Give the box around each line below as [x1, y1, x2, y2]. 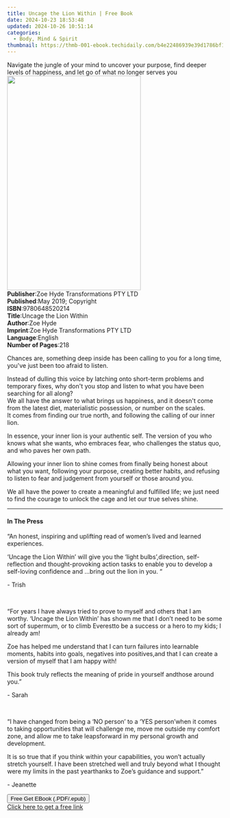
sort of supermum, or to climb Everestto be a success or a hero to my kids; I [7, 622, 221, 630]
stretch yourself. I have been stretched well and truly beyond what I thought [7, 760, 220, 769]
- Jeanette [7, 780, 37, 789]
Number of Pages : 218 [7, 341, 70, 349]
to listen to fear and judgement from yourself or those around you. [7, 474, 194, 482]
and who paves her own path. [7, 447, 91, 454]
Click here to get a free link [7, 803, 84, 811]
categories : [7, 29, 41, 36]
